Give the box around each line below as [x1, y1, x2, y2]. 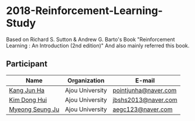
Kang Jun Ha [9, 86, 45, 94]
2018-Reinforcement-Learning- [6, 4, 163, 18]
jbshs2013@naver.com [112, 95, 177, 103]
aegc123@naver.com [112, 105, 173, 113]
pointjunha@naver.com [112, 86, 177, 94]
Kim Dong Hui [9, 95, 47, 103]
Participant [6, 59, 48, 69]
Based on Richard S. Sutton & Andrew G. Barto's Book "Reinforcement [6, 36, 175, 43]
